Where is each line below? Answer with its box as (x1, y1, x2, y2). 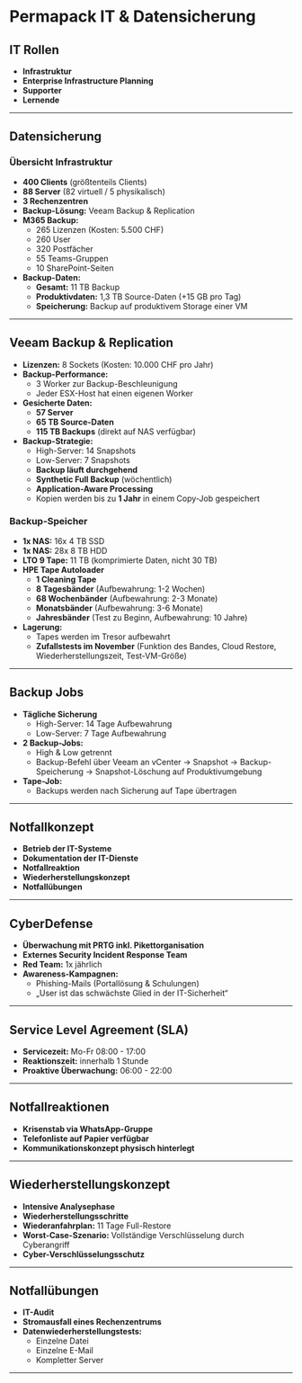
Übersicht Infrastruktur (9, 156, 113, 168)
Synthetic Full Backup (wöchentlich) (35, 474, 173, 485)
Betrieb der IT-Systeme (22, 843, 112, 854)
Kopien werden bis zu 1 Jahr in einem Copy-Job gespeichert (35, 493, 261, 504)
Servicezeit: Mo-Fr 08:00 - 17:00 (22, 1046, 147, 1057)
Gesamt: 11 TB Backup (35, 281, 120, 292)
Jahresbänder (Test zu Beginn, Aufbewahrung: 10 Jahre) (35, 611, 248, 622)
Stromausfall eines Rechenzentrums (22, 1316, 162, 1327)
